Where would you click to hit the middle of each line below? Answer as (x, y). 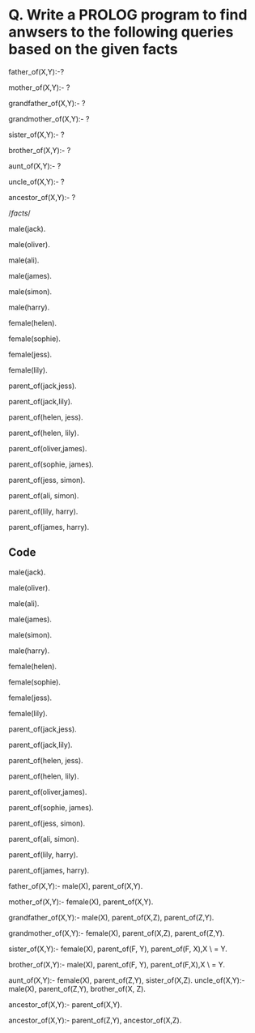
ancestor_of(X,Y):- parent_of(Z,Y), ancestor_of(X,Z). (95, 1020)
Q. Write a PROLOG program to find (128, 15)
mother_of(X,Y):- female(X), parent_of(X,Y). (81, 902)
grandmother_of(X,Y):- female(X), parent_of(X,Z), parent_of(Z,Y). (117, 933)
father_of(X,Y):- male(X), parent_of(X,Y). (76, 886)
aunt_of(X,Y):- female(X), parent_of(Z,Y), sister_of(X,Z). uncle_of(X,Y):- (127, 980)
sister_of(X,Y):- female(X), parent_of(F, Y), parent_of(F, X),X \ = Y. (118, 949)
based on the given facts (93, 49)
